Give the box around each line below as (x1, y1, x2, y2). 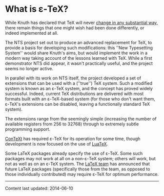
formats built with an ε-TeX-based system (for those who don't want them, (5, 96, 155, 101)
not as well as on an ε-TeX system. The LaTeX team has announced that (5, 161, 150, 167)
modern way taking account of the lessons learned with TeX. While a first (5, 55, 152, 61)
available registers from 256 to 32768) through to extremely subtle (5, 121, 139, 127)
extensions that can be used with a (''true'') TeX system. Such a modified (5, 80, 153, 86)
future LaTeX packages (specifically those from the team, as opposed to (5, 166, 150, 172)
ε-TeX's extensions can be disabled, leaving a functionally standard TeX (5, 101, 150, 107)
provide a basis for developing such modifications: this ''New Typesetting (5, 45, 153, 50)
